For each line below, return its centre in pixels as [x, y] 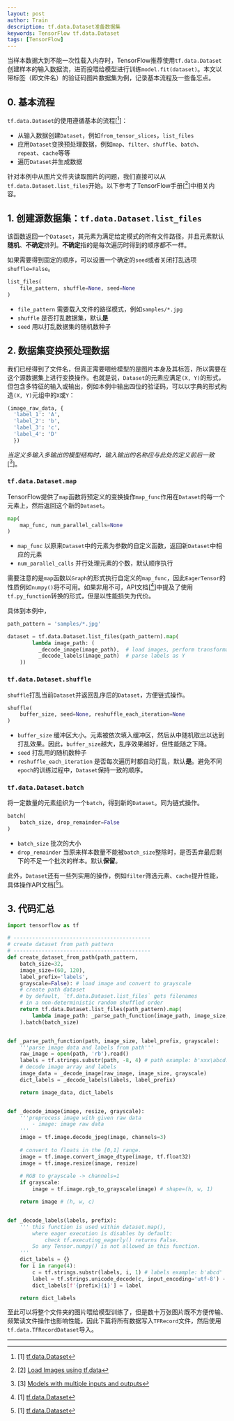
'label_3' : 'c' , [37, 428]
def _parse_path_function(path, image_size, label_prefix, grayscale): [113, 1041]
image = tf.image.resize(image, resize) [79, 1163]
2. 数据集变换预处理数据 [58, 351]
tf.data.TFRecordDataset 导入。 [52, 1330]
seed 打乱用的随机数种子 [52, 753]
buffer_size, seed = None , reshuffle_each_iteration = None [103, 714]
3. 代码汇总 [31, 909]
